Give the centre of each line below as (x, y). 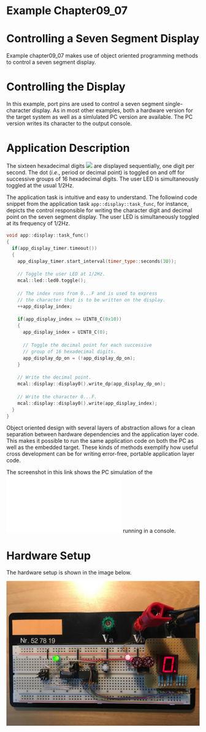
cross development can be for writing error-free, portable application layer (101, 454)
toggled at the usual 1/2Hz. (40, 185)
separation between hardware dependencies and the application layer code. (103, 434)
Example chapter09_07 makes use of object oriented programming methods (102, 56)
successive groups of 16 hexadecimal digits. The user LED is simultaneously (103, 179)
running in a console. (149, 531)
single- (174, 104)
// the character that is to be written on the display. (92, 300)
